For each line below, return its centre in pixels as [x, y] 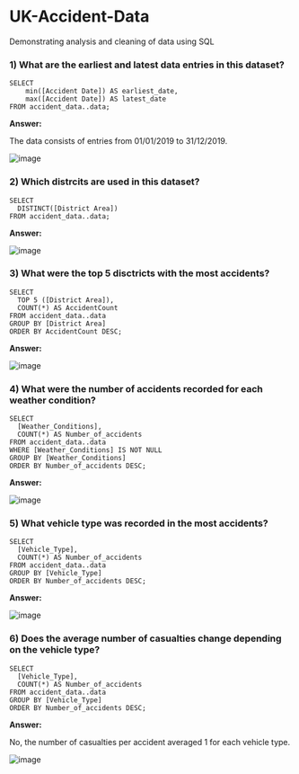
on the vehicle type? [55, 650]
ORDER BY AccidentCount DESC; [66, 331]
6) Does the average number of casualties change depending [145, 638]
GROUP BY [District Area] [57, 324]
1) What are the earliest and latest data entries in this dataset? [147, 65]
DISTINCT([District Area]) [68, 209]
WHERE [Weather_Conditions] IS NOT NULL [86, 450]
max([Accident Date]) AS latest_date [96, 99]
